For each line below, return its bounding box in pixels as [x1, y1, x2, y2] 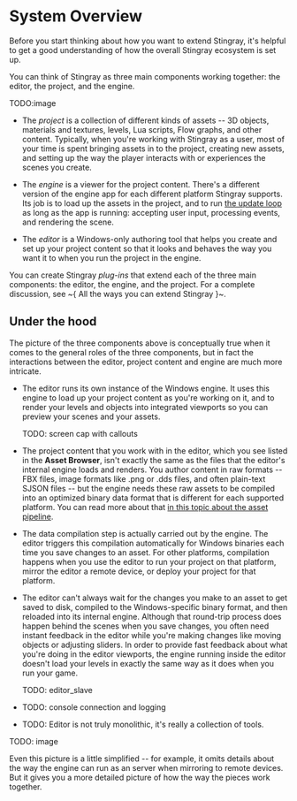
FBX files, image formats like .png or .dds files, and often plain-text [21, 473, 266, 484]
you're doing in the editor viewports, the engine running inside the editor [21, 648, 286, 660]
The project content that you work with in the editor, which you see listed [21, 445, 288, 456]
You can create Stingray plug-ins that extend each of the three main [9, 270, 257, 280]
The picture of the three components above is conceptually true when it [9, 338, 271, 348]
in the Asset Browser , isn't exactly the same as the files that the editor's [21, 454, 286, 465]
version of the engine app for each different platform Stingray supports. [21, 188, 283, 199]
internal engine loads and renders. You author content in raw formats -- [21, 464, 283, 475]
